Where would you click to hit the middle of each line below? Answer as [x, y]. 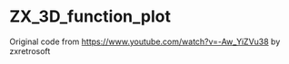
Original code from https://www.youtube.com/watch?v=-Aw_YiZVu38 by [145, 41]
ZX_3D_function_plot [90, 17]
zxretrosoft [30, 50]
